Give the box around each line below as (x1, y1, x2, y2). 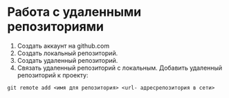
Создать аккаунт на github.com (17, 41, 109, 50)
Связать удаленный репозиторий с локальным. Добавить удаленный (17, 63, 223, 72)
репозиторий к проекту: (17, 70, 89, 79)
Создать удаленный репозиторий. (17, 56, 118, 64)
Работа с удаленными (7, 4, 142, 20)
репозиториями (7, 19, 104, 35)
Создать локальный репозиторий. (17, 49, 118, 57)
